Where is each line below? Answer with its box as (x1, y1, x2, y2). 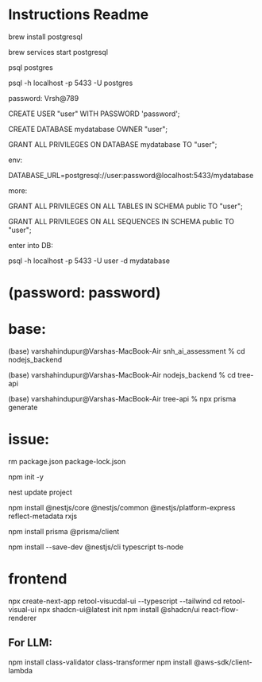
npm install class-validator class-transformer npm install (8, 657, 193, 667)
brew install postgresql (8, 32, 83, 41)
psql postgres (8, 62, 53, 72)
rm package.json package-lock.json (8, 457, 126, 466)
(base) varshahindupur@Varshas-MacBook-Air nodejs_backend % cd (8, 370, 236, 380)
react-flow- (201, 604, 240, 614)
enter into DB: (8, 240, 53, 250)
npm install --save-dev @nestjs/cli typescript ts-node (8, 542, 184, 552)
